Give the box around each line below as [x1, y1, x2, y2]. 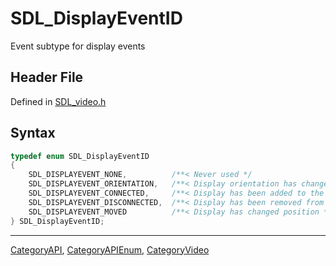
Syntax [10, 125, 56, 142]
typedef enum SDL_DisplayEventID [10, 151, 150, 161]
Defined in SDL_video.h [10, 95, 107, 107]
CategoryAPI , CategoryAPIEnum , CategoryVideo [10, 243, 210, 256]
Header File [10, 69, 84, 86]
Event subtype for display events [10, 40, 146, 52]
